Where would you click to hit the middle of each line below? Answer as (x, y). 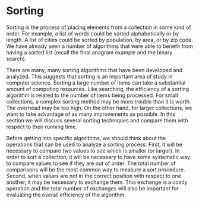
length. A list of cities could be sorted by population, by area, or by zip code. (99, 40)
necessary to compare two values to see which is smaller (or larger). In (93, 150)
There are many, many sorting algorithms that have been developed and (94, 70)
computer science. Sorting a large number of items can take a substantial (96, 82)
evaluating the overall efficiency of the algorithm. (66, 195)
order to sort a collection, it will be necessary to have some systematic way (98, 157)
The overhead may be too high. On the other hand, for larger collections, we (99, 108)
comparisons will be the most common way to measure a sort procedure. (96, 169)
